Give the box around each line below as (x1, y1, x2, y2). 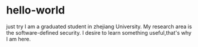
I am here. (6, 35, 31, 42)
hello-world (6, 4, 66, 17)
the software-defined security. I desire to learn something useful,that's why (6, 29, 192, 36)
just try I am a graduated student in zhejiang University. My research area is (6, 23, 192, 30)
